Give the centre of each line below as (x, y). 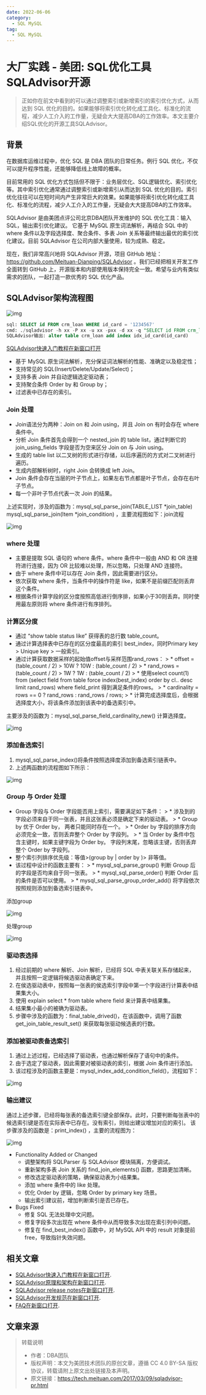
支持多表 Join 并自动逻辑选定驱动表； (63, 377)
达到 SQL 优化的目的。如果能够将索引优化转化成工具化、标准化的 (103, 109)
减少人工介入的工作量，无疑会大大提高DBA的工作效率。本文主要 (113, 116)
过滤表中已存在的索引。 (45, 392)
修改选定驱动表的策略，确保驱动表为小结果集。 (83, 1177)
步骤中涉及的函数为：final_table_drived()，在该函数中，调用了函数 (98, 1016)
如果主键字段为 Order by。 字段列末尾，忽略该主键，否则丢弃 (119, 842)
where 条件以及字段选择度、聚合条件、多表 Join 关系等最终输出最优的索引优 (102, 233)
